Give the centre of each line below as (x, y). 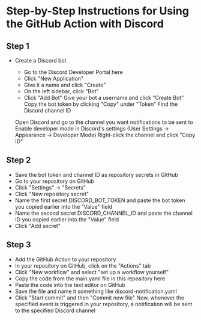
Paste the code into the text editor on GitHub (70, 285)
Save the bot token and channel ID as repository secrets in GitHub (96, 174)
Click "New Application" (54, 78)
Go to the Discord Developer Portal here (73, 72)
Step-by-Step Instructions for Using (97, 11)
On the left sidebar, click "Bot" (61, 91)
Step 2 (19, 160)
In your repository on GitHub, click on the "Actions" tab (83, 265)
